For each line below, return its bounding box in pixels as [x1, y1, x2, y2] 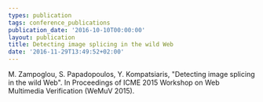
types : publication [8, 11, 72, 20]
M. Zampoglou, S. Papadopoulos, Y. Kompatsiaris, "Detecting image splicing [8, 70, 255, 78]
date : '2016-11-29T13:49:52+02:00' [8, 48, 125, 56]
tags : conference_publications [8, 19, 111, 27]
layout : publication [8, 33, 76, 42]
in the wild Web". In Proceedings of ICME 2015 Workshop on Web [8, 78, 220, 87]
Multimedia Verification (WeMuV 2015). [8, 86, 135, 95]
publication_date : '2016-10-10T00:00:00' [8, 26, 146, 34]
